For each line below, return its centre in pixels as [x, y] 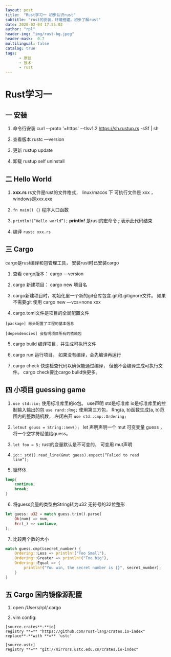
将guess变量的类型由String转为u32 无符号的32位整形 [69, 504]
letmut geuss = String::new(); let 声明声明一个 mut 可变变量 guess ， [89, 427]
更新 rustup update [33, 150]
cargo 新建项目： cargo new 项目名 [50, 285]
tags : [11, 53]
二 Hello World [29, 179]
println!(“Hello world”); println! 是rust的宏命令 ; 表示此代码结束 [82, 220]
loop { [11, 480]
